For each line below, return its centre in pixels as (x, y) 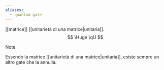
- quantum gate (26, 15)
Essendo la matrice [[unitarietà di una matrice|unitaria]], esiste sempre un (82, 57)
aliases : (14, 10)
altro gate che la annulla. (31, 62)
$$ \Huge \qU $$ (85, 37)
